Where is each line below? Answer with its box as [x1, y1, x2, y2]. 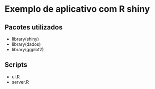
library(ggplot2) [11, 47, 44, 52]
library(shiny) [11, 36, 39, 42]
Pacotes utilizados [4, 23, 63, 31]
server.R [11, 79, 29, 85]
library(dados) [11, 41, 41, 47]
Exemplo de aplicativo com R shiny [4, 3, 150, 15]
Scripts [4, 60, 28, 69]
